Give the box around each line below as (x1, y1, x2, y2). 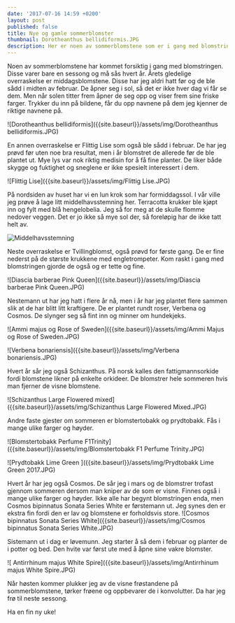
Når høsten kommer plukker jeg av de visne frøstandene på (7, 580, 178, 587)
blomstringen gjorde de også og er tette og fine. (7, 262, 145, 270)
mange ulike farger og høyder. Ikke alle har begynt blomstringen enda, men (7, 494, 224, 502)
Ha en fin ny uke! (7, 608, 57, 616)
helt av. (7, 220, 29, 228)
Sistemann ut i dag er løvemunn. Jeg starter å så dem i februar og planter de (7, 538, 227, 545)
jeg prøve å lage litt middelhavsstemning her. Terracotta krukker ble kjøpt (7, 198, 218, 206)
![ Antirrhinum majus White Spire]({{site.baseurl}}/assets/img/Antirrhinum (7, 559, 219, 566)
